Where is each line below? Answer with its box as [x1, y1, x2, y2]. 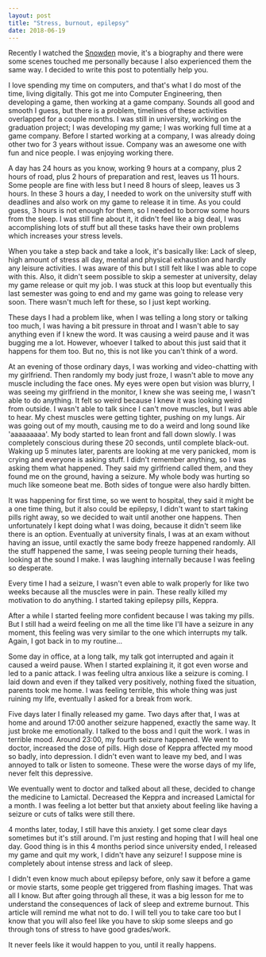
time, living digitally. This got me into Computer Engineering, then [8, 89, 222, 99]
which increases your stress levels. [8, 231, 123, 241]
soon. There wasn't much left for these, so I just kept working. [8, 298, 211, 307]
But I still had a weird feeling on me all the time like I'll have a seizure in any [8, 620, 254, 629]
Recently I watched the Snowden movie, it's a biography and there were [8, 49, 244, 58]
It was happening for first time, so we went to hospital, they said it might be [8, 496, 254, 505]
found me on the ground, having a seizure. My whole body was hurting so [8, 472, 250, 481]
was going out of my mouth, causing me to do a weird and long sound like [8, 421, 250, 430]
